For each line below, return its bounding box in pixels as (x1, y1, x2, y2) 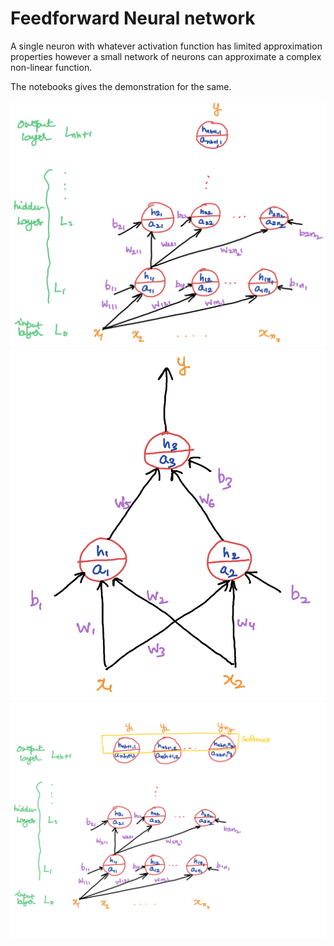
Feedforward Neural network (10, 7, 256, 30)
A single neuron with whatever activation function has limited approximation (10, 40, 323, 52)
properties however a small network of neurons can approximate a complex (10, 50, 322, 62)
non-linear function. (10, 61, 93, 73)
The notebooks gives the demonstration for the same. (10, 80, 232, 92)
